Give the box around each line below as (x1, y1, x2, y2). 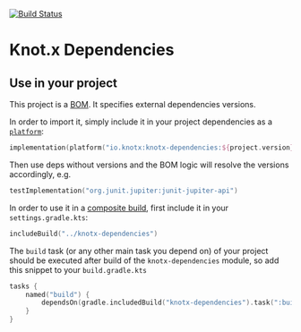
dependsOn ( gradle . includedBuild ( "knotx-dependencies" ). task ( (41, 298, 275, 308)
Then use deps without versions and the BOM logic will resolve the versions (9, 159, 289, 170)
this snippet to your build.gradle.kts (9, 264, 148, 275)
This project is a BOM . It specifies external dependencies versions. (9, 99, 257, 109)
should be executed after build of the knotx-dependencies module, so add (9, 255, 279, 266)
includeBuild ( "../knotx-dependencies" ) (9, 229, 159, 238)
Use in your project (9, 75, 118, 90)
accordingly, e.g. (9, 168, 72, 179)
